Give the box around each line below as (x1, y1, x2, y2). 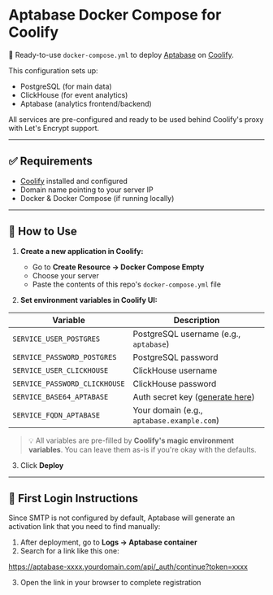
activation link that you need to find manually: (8, 522, 161, 532)
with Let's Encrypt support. (8, 123, 100, 133)
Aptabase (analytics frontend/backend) (19, 98, 152, 108)
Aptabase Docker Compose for (8, 6, 222, 24)
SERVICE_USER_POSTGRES (12, 334, 100, 343)
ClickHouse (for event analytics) (19, 90, 128, 99)
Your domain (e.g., (132, 405, 203, 416)
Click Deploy (19, 460, 64, 470)
